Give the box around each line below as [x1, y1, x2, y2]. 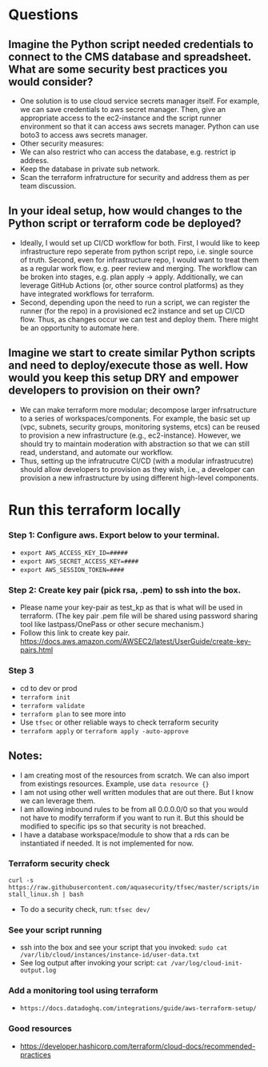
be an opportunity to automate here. [19, 322, 140, 333]
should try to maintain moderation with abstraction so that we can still [19, 438, 250, 449]
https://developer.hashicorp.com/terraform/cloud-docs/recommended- [19, 1041, 256, 1051]
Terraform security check [8, 858, 110, 869]
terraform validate [19, 701, 86, 709]
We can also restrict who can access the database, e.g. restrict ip [19, 147, 236, 157]
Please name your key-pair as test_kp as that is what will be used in [19, 602, 243, 613]
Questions [8, 6, 78, 24]
